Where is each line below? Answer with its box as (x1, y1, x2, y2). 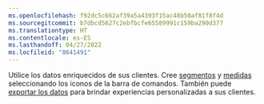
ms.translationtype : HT (8, 26, 88, 34)
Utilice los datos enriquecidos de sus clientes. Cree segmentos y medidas (8, 71, 252, 79)
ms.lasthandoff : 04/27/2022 (8, 41, 102, 49)
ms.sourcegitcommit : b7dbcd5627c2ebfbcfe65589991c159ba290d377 (8, 19, 224, 27)
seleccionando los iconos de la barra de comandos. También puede (8, 79, 232, 88)
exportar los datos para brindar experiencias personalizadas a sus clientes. (8, 87, 256, 96)
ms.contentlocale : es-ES (8, 33, 91, 42)
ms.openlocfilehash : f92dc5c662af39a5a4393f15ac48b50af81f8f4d (8, 11, 224, 20)
